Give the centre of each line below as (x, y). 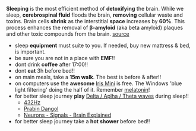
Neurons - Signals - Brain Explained (67, 115)
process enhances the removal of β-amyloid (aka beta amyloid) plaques (94, 27)
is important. (30, 52)
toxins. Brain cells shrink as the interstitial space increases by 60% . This (96, 21)
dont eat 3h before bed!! (45, 71)
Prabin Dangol (41, 109)
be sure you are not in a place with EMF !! (65, 58)
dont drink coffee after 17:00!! (51, 64)
